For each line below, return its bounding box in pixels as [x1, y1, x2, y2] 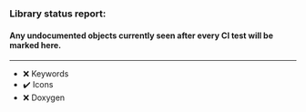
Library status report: [9, 7, 107, 20]
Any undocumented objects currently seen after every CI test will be [9, 30, 274, 41]
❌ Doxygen [22, 92, 66, 103]
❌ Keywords [22, 68, 69, 79]
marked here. [9, 39, 62, 50]
